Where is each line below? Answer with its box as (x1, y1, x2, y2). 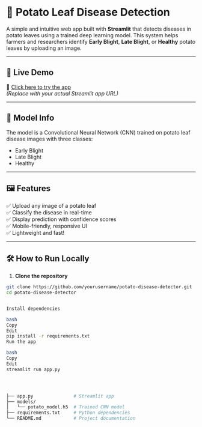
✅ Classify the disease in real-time (6, 209, 92, 216)
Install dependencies (6, 306, 61, 312)
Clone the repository (14, 273, 68, 280)
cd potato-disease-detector (6, 289, 77, 296)
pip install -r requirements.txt (6, 333, 90, 339)
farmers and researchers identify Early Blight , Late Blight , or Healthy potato (6, 38, 196, 45)
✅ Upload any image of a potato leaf (6, 202, 97, 210)
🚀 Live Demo (6, 67, 54, 77)
